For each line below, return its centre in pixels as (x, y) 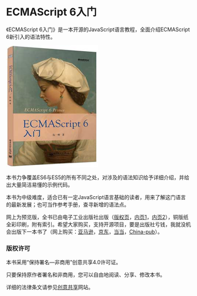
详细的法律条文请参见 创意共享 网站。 (50, 287)
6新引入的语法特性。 (31, 36)
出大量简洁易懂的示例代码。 (40, 184)
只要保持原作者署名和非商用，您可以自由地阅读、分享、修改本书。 (86, 275)
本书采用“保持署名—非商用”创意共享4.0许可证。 (64, 263)
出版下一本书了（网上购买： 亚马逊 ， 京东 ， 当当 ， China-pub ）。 (87, 231)
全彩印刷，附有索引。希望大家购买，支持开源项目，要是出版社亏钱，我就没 (96, 224)
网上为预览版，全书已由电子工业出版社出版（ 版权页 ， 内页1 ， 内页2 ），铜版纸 (97, 217)
